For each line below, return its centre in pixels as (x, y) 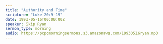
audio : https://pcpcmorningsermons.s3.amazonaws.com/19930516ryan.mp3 (82, 33)
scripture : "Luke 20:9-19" (34, 15)
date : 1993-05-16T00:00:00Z (35, 19)
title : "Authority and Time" (36, 10)
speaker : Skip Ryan (26, 24)
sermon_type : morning (28, 29)
